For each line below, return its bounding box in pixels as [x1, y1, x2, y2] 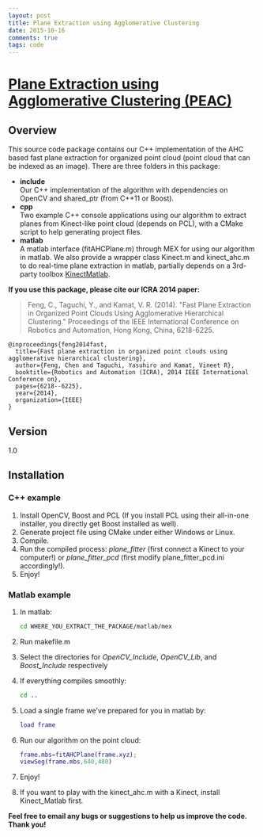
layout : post [8, 11, 51, 20]
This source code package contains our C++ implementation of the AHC [8, 144, 244, 155]
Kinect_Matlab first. [19, 796, 84, 805]
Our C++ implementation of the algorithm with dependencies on [19, 185, 228, 195]
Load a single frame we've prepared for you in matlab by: [19, 705, 207, 715]
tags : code [8, 41, 44, 49]
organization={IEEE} [15, 396, 83, 404]
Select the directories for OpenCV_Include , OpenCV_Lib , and [19, 652, 217, 662]
